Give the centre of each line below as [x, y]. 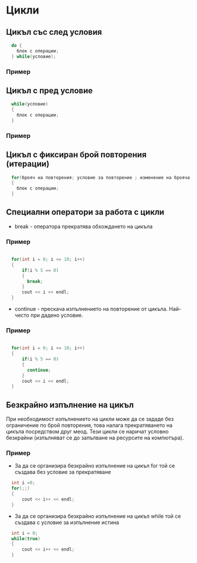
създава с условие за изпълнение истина [67, 522]
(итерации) [28, 164]
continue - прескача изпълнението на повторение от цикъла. [91, 309]
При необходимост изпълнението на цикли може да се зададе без [90, 419]
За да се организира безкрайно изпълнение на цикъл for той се [95, 466]
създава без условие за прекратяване [63, 472]
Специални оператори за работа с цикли [85, 212]
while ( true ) [26, 539]
